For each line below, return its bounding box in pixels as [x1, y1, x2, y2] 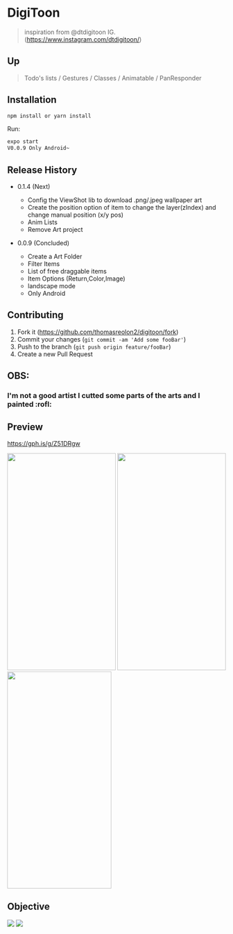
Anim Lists [27, 218, 58, 226]
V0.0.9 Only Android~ [7, 144, 70, 152]
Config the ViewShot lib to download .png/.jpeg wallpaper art [27, 196, 202, 204]
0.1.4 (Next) [17, 183, 51, 190]
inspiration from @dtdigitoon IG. [24, 28, 116, 36]
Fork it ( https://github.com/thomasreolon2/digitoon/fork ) [17, 328, 179, 336]
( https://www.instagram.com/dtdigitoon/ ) [24, 35, 142, 43]
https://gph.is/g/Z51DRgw [7, 439, 81, 447]
